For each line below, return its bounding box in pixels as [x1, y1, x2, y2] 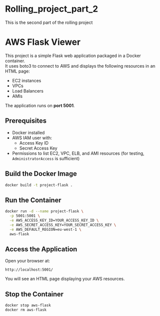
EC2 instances [12, 77, 41, 83]
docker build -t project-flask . [5, 183, 73, 187]
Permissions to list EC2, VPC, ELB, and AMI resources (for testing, [12, 150, 144, 156]
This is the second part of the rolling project [5, 19, 93, 25]
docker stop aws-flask [5, 303, 51, 308]
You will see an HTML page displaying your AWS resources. [5, 276, 125, 282]
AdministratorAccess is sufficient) [12, 155, 80, 161]
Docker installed [12, 130, 45, 135]
